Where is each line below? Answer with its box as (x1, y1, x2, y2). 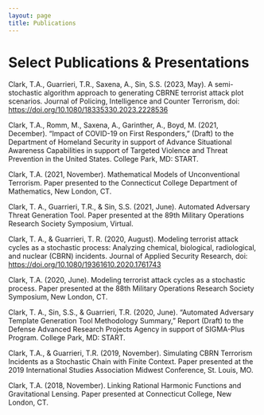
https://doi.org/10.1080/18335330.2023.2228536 (8, 105, 169, 115)
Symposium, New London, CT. (8, 292, 108, 302)
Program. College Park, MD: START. (8, 333, 126, 343)
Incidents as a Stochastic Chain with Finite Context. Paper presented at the (8, 357, 254, 366)
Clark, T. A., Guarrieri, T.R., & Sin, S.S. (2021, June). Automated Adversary (8, 202, 250, 212)
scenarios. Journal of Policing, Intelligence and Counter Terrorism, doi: (8, 96, 240, 106)
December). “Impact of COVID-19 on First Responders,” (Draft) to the (8, 129, 235, 139)
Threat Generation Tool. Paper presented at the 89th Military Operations (8, 210, 245, 220)
